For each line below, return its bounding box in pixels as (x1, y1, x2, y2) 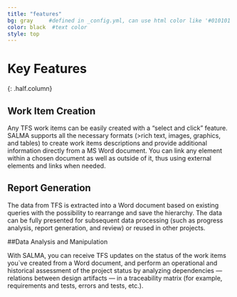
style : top (7, 30, 40, 38)
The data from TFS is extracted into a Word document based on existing (7, 200, 219, 210)
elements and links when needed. (7, 161, 106, 170)
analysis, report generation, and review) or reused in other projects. (7, 223, 206, 232)
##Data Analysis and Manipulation (7, 237, 108, 246)
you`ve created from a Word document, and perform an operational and (7, 259, 218, 267)
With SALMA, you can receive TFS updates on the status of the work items (7, 251, 226, 259)
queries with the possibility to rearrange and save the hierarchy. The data (7, 208, 222, 217)
